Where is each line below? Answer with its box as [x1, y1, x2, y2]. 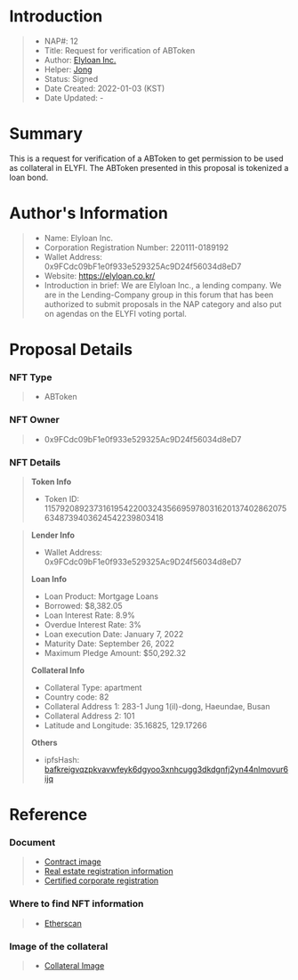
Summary [9, 124, 83, 144]
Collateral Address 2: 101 [44, 710, 135, 721]
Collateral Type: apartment [44, 682, 142, 692]
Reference [9, 805, 87, 825]
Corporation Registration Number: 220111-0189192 [44, 242, 230, 253]
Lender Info [30, 530, 76, 540]
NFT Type [9, 371, 52, 384]
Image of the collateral [9, 940, 109, 952]
